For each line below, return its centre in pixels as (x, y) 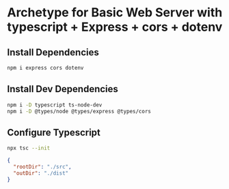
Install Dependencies (53, 52)
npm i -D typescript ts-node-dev (55, 105)
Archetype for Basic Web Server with (115, 13)
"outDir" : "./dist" (41, 173)
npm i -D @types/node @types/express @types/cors (79, 111)
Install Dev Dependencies (63, 89)
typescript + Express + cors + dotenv (115, 27)
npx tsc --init (29, 148)
